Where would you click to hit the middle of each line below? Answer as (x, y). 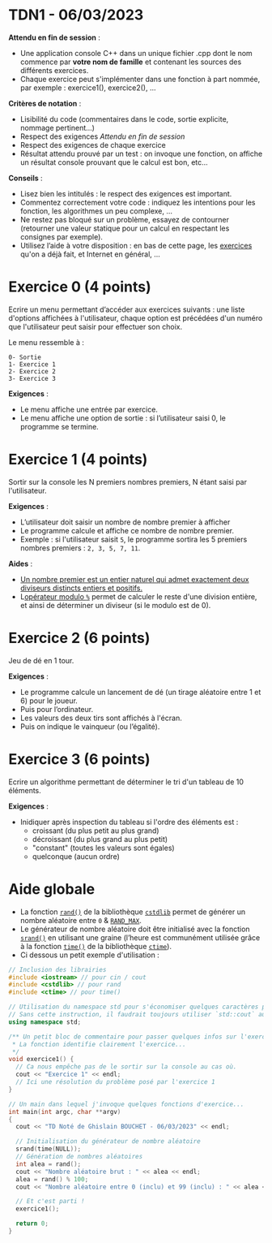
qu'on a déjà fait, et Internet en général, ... (90, 254)
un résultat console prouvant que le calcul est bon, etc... (114, 162)
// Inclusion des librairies (57, 969)
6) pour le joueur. (49, 701)
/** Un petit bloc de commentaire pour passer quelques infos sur (123, 1037)
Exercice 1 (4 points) (78, 460)
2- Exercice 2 (32, 371)
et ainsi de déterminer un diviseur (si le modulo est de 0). (115, 605)
